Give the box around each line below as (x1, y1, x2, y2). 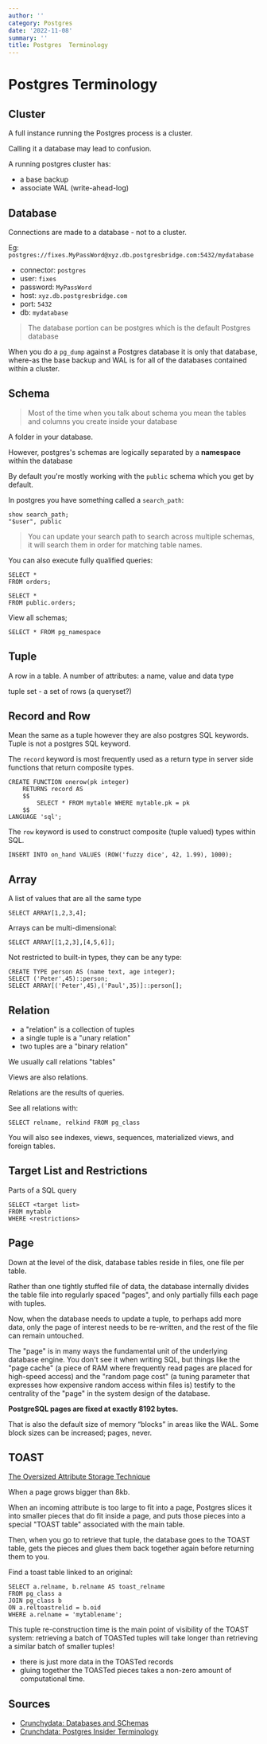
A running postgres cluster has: (8, 159, 111, 169)
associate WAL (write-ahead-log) (19, 183, 130, 193)
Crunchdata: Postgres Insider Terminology (19, 1726, 159, 1737)
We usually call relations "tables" (8, 1057, 116, 1066)
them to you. (8, 1552, 50, 1562)
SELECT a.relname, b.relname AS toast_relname (8, 1583, 165, 1591)
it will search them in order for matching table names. (27, 539, 203, 550)
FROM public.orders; (8, 598, 77, 606)
